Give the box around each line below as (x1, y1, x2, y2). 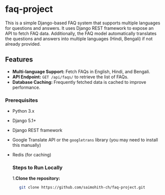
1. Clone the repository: (12, 175, 60, 182)
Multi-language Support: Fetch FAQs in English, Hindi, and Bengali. (12, 68, 151, 74)
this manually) (12, 142, 41, 148)
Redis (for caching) (12, 152, 52, 158)
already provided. (5, 41, 41, 47)
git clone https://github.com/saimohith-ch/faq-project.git (19, 185, 146, 190)
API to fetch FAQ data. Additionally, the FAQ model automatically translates (5, 30, 157, 36)
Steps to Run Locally (12, 164, 63, 171)
